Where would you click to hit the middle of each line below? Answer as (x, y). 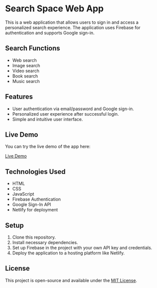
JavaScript (23, 194)
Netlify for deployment (35, 210)
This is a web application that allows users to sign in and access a (72, 22)
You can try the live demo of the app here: (48, 147)
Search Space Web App (54, 9)
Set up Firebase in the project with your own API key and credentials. (82, 248)
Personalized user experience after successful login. (65, 114)
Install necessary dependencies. (45, 242)
